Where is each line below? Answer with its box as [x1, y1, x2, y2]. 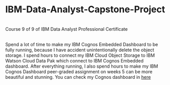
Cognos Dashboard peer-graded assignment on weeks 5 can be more [5, 68, 153, 75]
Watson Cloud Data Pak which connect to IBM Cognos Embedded [5, 57, 144, 63]
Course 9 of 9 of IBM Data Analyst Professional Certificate [5, 26, 128, 32]
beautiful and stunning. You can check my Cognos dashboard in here [5, 74, 151, 80]
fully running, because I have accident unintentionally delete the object [5, 47, 155, 53]
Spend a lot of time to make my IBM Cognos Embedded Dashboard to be [5, 41, 158, 47]
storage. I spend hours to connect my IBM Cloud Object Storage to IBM [5, 52, 155, 58]
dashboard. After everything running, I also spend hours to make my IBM [5, 63, 158, 69]
